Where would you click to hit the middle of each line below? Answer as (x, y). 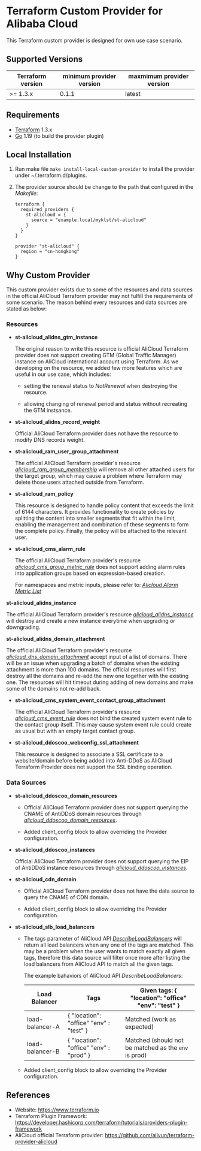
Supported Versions (44, 59)
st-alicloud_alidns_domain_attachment (56, 639)
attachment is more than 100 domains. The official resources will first (91, 670)
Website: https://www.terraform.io (57, 1110)
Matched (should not (154, 1040)
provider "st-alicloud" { (47, 246)
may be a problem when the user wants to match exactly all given (104, 951)
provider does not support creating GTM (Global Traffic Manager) (95, 355)
